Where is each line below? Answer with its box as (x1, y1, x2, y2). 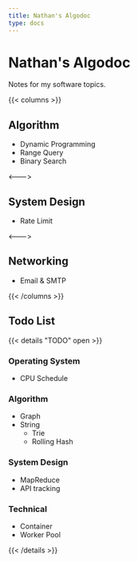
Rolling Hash (31, 437, 73, 446)
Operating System (8, 356, 81, 367)
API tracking (19, 483, 61, 493)
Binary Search (19, 156, 67, 166)
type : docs (8, 19, 45, 27)
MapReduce (19, 475, 60, 485)
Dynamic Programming (19, 140, 96, 149)
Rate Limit (19, 216, 53, 226)
